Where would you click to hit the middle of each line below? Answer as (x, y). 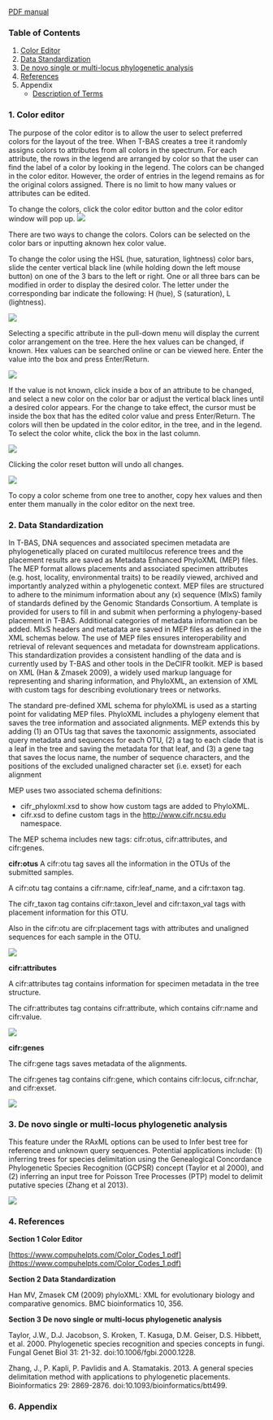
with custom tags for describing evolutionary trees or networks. (115, 689)
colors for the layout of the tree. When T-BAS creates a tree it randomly (128, 141)
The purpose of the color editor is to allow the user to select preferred (126, 133)
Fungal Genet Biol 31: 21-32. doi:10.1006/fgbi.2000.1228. (102, 1352)
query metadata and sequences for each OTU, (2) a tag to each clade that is (136, 740)
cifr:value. (25, 1016)
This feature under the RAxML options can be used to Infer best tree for (128, 1142)
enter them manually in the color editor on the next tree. (102, 504)
